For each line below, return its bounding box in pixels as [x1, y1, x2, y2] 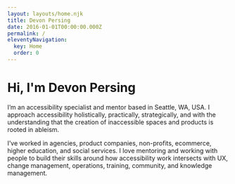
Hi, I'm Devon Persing [7, 80, 136, 96]
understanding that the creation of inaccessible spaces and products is [7, 117, 214, 126]
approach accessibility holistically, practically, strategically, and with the [7, 110, 216, 119]
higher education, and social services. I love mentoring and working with [7, 146, 218, 155]
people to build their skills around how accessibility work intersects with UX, [7, 154, 229, 162]
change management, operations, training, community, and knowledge [7, 161, 212, 169]
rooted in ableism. [7, 125, 60, 133]
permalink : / [7, 29, 46, 37]
